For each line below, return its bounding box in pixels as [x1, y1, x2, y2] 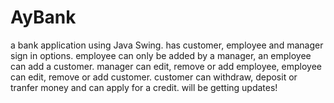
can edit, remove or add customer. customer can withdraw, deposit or [10, 71, 298, 83]
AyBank [10, 6, 77, 29]
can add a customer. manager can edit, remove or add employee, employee [10, 60, 322, 72]
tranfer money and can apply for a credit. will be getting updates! [10, 81, 278, 93]
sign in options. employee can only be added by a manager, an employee [10, 49, 312, 61]
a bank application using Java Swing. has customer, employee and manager [10, 39, 324, 51]
